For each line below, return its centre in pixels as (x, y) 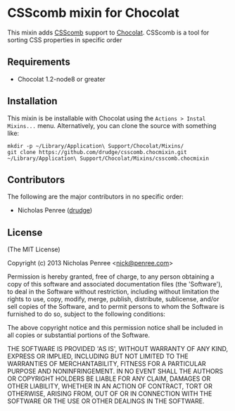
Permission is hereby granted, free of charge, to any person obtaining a (111, 277)
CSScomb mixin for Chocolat (93, 13)
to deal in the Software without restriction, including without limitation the (113, 292)
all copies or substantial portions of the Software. (78, 335)
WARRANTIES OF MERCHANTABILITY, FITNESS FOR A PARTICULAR (107, 364)
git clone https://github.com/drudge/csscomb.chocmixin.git (97, 152)
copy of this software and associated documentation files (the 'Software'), (115, 284)
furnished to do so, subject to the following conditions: (86, 314)
